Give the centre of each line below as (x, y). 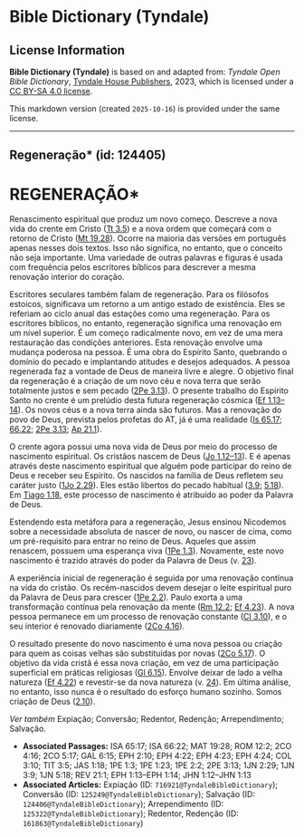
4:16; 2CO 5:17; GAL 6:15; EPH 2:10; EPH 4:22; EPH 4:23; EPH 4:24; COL (157, 756)
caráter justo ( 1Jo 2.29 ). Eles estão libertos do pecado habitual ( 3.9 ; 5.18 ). (147, 486)
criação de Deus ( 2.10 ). (52, 702)
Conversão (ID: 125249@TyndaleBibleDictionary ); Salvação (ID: (139, 794)
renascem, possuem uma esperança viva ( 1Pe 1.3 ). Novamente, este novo (147, 551)
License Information (67, 50)
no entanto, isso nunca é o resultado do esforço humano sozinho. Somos (146, 692)
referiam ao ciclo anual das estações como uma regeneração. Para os (140, 313)
